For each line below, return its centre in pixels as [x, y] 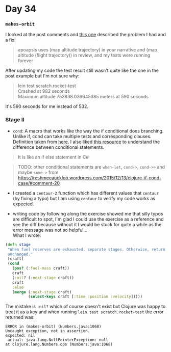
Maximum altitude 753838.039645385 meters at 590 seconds [83, 97]
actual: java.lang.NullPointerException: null [58, 340]
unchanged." [20, 254]
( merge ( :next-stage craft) [42, 292]
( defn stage [18, 245]
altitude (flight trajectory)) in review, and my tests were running [84, 55]
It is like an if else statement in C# [53, 157]
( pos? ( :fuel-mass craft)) [41, 268]
